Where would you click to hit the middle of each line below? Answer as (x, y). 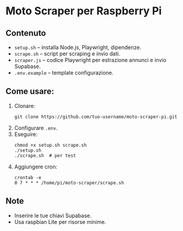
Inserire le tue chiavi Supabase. (53, 215)
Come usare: (30, 92)
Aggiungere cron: (36, 167)
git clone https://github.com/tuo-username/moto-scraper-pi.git (96, 117)
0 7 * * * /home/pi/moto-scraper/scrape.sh (69, 183)
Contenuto (26, 33)
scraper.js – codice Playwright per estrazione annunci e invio (90, 60)
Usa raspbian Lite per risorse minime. (60, 221)
